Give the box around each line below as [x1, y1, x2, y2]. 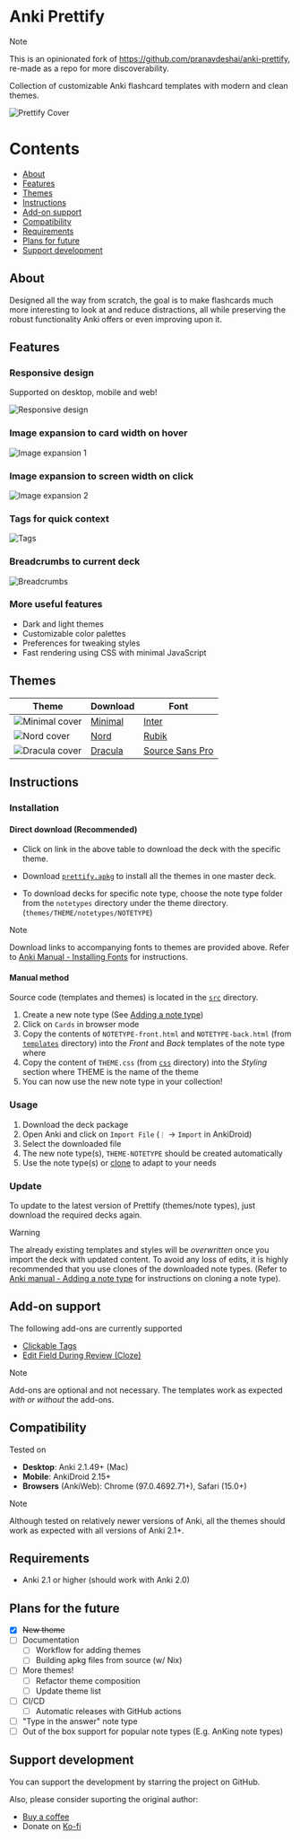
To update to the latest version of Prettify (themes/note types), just [9, 1200, 255, 1211]
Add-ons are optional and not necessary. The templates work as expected [9, 1385, 284, 1395]
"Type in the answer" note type [21, 1715, 138, 1726]
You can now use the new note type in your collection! [21, 1076, 223, 1087]
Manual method [9, 972, 70, 982]
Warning [9, 1227, 40, 1237]
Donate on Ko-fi [21, 1820, 81, 1831]
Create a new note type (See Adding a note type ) [21, 1009, 204, 1020]
